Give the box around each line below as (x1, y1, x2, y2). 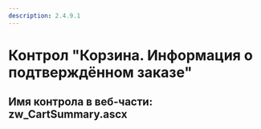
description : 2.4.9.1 (8, 11, 81, 20)
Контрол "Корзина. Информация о (8, 46, 253, 64)
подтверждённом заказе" (8, 63, 193, 81)
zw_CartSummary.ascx (8, 107, 128, 121)
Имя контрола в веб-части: (8, 95, 153, 109)
